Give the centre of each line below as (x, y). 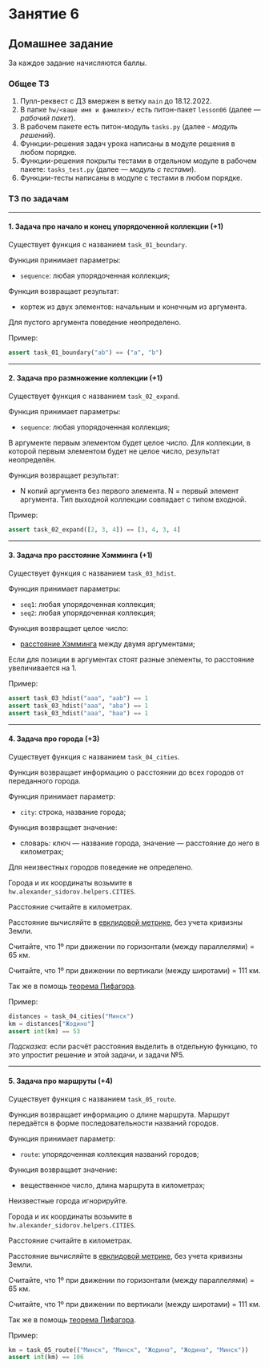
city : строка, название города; (73, 812)
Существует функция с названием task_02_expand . (94, 396)
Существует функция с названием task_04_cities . (94, 756)
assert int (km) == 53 (44, 1031)
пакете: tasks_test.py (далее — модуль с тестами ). (108, 169)
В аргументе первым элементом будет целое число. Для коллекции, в (129, 442)
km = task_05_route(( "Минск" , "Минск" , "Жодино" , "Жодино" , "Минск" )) (128, 1350)
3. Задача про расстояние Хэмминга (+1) (81, 556)
